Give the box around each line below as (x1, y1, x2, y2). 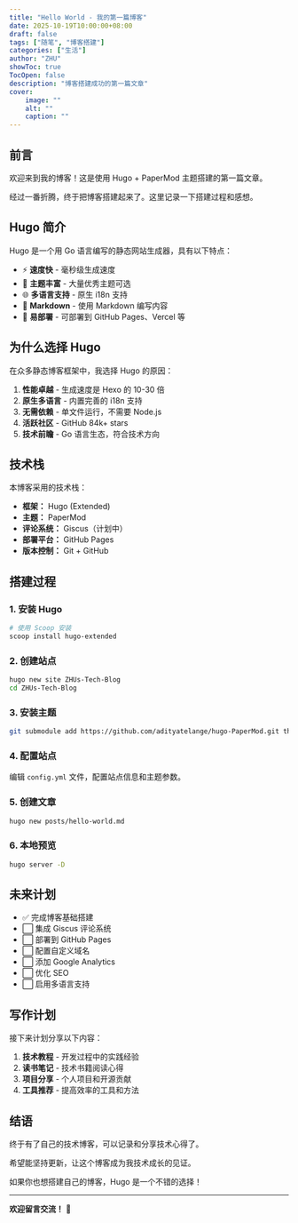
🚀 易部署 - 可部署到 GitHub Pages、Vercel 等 (21, 311, 186, 322)
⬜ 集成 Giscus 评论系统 (21, 923, 112, 934)
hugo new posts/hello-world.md (9, 817, 125, 826)
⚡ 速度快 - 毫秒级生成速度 (21, 264, 116, 275)
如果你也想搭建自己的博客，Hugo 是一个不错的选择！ (9, 1177, 202, 1187)
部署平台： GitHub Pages (21, 534, 114, 545)
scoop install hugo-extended (9, 632, 117, 641)
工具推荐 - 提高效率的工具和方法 (21, 1085, 140, 1096)
